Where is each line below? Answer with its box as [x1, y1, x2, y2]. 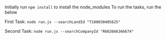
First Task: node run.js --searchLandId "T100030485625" [4, 19, 121, 24]
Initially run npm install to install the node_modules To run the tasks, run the [4, 4, 162, 10]
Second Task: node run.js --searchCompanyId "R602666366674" [4, 28, 134, 34]
